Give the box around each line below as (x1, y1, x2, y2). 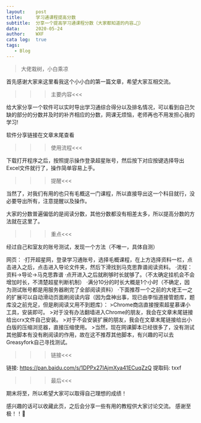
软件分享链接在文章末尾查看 (6, 131, 75, 138)
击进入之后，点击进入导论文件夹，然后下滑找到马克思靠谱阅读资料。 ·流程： (6, 263, 193, 270)
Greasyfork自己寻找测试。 (6, 338, 71, 345)
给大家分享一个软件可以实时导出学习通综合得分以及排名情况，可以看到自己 (6, 103, 190, 111)
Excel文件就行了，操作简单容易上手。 (6, 164, 99, 171)
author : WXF (6, 31, 44, 37)
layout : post (6, 8, 47, 15)
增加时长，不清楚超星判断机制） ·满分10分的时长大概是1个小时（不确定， (6, 278, 185, 285)
